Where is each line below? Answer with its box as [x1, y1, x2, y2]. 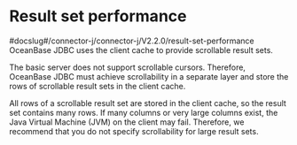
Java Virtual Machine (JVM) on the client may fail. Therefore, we [9, 117, 245, 127]
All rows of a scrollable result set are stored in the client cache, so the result [9, 97, 286, 108]
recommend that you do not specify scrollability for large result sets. [9, 126, 259, 136]
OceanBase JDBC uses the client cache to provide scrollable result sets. [9, 44, 273, 55]
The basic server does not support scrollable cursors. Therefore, [9, 62, 246, 72]
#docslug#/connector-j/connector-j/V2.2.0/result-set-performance [9, 35, 254, 46]
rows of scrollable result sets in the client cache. [9, 80, 186, 91]
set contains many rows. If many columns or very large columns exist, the [9, 107, 278, 118]
